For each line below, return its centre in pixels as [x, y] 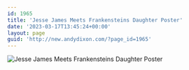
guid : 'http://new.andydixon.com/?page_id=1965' [79, 40]
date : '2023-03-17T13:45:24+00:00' [59, 26]
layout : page [26, 33]
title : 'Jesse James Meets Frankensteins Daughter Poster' [95, 20]
